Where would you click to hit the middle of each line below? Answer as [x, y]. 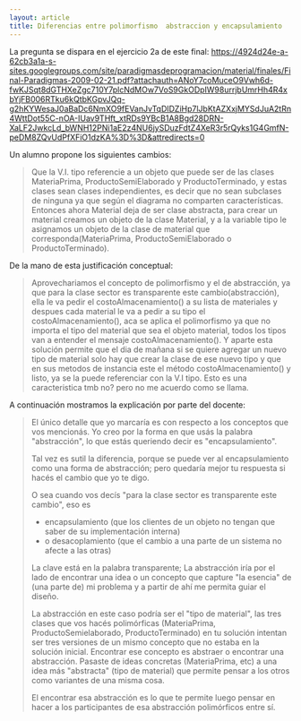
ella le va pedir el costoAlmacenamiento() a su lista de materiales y [154, 302]
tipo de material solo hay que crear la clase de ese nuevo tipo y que [156, 358]
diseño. [45, 596]
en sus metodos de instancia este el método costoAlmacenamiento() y [161, 368]
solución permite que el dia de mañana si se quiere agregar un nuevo [159, 349]
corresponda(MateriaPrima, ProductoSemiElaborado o [131, 238]
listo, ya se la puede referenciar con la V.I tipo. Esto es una [139, 378]
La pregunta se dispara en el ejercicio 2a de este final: [109, 51]
